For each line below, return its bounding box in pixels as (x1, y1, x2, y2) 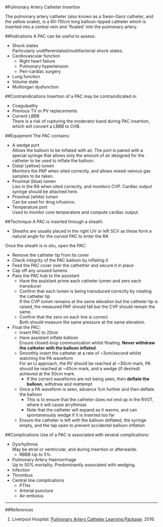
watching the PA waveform (19, 356, 74, 361)
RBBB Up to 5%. (19, 452, 52, 457)
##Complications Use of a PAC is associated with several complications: (5, 432, 149, 438)
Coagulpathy (12, 103, 38, 108)
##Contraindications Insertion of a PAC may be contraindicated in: (5, 93, 137, 99)
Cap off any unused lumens (12, 268, 67, 273)
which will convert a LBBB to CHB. (12, 123, 81, 129)
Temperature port (12, 204, 48, 210)
